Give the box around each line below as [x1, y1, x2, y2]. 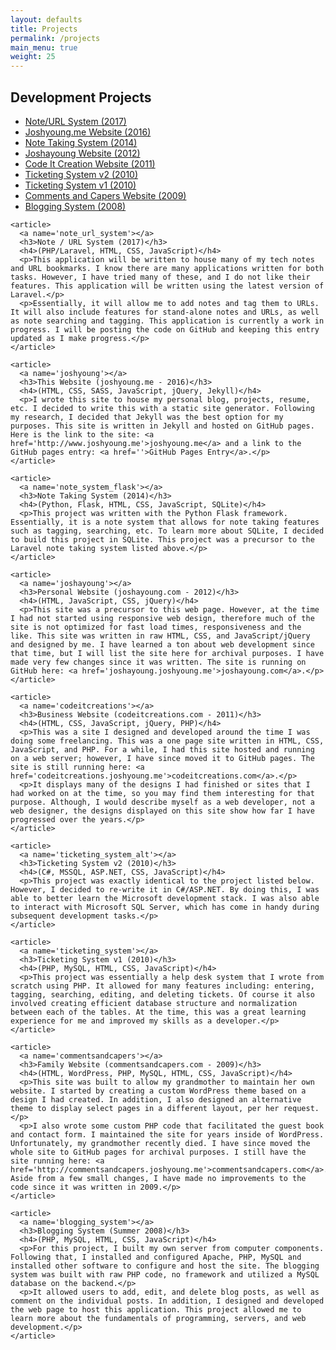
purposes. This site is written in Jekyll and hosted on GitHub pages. [10, 421, 315, 431]
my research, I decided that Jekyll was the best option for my [10, 412, 284, 422]
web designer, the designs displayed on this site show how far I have [10, 806, 315, 816]
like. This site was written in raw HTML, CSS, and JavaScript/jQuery [10, 631, 311, 641]
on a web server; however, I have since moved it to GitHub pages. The [10, 753, 315, 763]
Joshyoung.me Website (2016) [24, 126, 152, 138]
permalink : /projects [10, 33, 101, 43]
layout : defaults [10, 14, 83, 25]
